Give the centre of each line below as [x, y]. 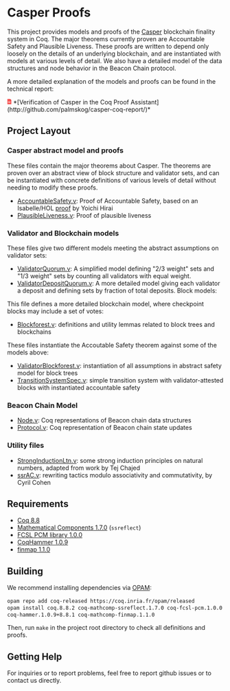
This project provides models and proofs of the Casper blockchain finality [111, 32]
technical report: [31, 89]
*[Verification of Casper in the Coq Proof [71, 102]
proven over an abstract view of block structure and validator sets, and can [113, 172]
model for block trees [47, 373]
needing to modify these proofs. [53, 188]
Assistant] [145, 102]
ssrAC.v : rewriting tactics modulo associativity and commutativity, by [115, 475]
